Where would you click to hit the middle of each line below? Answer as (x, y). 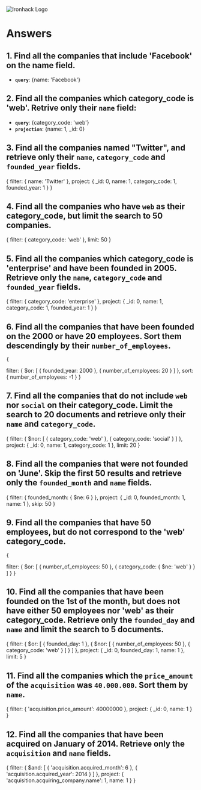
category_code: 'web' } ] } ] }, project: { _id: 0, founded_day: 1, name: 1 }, (95, 650)
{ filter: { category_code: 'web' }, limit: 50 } (59, 240)
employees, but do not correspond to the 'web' (96, 532)
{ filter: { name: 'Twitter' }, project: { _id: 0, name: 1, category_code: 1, (91, 181)
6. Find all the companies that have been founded (100, 327)
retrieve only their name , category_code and (86, 157)
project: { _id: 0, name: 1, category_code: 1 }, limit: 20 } (73, 445)
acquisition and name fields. (59, 753)
